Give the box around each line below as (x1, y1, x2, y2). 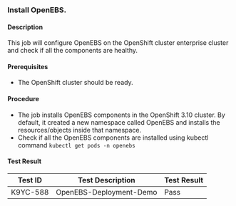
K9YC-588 (11, 187, 49, 197)
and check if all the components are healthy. (7, 46, 138, 55)
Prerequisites (7, 62, 48, 71)
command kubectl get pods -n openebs (17, 140, 135, 149)
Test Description (78, 175, 135, 185)
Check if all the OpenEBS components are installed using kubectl (17, 133, 209, 142)
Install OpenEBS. (7, 5, 67, 15)
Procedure (7, 94, 39, 103)
